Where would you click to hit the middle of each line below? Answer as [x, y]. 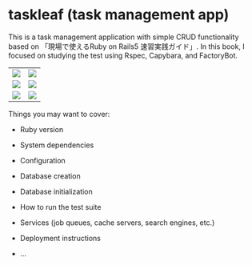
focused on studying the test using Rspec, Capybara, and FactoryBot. [123, 55]
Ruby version [42, 129]
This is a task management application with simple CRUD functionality [124, 37]
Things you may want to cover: [59, 114]
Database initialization [56, 191]
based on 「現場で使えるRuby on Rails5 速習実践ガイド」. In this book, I [127, 46]
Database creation [50, 176]
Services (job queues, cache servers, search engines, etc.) [117, 223]
